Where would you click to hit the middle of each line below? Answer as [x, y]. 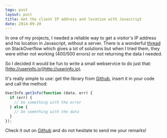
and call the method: [26, 84]
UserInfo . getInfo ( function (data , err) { [49, 93]
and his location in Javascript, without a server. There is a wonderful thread [83, 43]
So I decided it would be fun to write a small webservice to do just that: [78, 63]
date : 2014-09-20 [23, 24]
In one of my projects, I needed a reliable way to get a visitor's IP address [81, 38]
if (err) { [21, 98]
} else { [19, 107]
